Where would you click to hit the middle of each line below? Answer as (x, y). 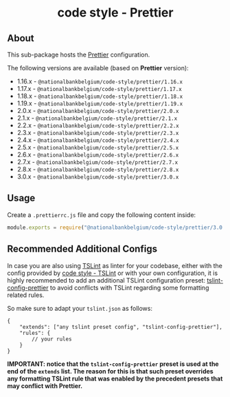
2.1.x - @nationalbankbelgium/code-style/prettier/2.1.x (97, 118)
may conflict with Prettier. (45, 386)
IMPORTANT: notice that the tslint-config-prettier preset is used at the (113, 364)
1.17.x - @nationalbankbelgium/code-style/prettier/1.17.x (99, 89)
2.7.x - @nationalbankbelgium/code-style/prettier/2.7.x (97, 162)
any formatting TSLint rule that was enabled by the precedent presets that (115, 378)
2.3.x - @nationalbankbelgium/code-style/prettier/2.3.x (98, 133)
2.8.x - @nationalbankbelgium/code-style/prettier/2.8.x (98, 169)
